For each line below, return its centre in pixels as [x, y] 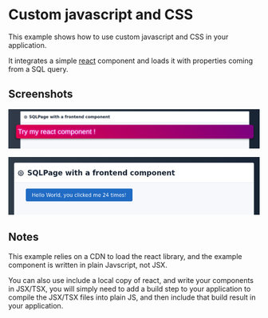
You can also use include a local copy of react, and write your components [131, 280]
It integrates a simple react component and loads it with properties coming [131, 61]
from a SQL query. [38, 69]
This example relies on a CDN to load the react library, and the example [125, 256]
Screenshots [41, 94]
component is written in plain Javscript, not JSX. [88, 265]
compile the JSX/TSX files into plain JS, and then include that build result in [132, 297]
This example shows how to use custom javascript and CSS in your [118, 37]
